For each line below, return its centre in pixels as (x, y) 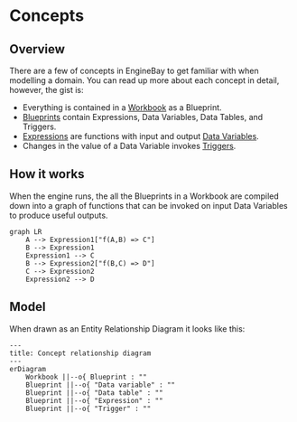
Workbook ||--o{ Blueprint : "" (86, 377)
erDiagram (28, 369)
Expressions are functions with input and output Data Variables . (140, 136)
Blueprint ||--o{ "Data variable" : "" (101, 385)
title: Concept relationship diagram (80, 353)
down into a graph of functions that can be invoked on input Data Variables (148, 205)
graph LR (26, 231)
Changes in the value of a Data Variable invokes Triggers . (129, 146)
